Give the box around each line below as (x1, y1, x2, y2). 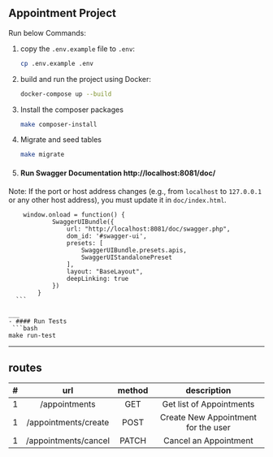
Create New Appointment (159, 412, 258, 423)
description (185, 385, 232, 396)
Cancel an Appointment (163, 435, 253, 446)
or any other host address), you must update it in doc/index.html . (8, 195, 227, 205)
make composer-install (19, 120, 97, 128)
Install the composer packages (19, 105, 124, 114)
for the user (186, 422, 231, 433)
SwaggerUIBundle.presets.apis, (80, 246, 187, 254)
